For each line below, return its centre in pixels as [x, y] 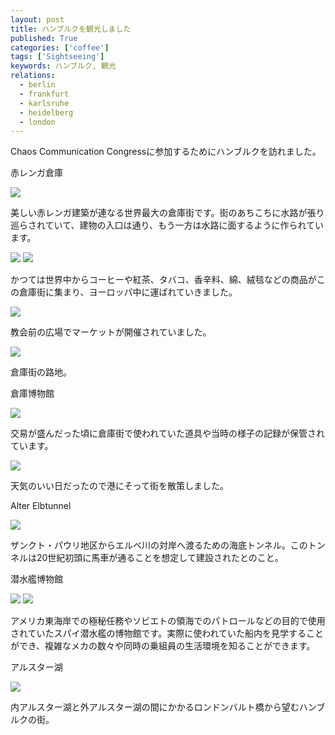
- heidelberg [46, 112]
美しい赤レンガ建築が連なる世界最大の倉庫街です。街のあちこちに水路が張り [167, 213]
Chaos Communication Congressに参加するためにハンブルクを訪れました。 [166, 152]
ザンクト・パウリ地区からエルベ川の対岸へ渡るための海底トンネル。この [159, 545]
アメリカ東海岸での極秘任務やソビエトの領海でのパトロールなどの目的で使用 [168, 621]
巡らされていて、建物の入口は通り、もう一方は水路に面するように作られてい [167, 225]
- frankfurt [44, 94]
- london [37, 122]
